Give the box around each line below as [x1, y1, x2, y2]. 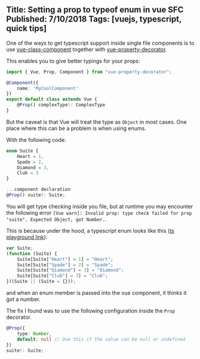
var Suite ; [6, 245, 33, 251]
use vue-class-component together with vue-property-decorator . [6, 45, 167, 53]
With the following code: [6, 136, 66, 143]
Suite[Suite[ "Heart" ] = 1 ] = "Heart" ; [17, 256, 113, 262]
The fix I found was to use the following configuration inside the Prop [6, 308, 175, 315]
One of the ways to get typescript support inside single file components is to [6, 39, 195, 47]
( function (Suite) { [6, 251, 58, 257]
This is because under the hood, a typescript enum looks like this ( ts [6, 227, 174, 234]
